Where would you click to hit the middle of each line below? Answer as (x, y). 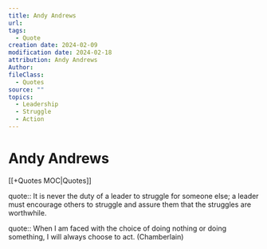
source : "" (26, 89)
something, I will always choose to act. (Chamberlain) (96, 236)
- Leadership (37, 104)
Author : (21, 68)
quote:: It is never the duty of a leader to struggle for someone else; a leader (133, 196)
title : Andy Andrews (43, 16)
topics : (21, 97)
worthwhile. (27, 212)
